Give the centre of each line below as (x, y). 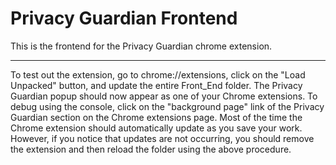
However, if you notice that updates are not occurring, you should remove (162, 138)
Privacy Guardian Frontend (124, 18)
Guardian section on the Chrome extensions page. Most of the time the (156, 117)
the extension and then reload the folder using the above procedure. (151, 149)
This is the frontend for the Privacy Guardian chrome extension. (141, 46)
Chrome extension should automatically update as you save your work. (156, 128)
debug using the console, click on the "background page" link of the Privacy (167, 106)
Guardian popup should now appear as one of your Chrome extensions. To (164, 96)
